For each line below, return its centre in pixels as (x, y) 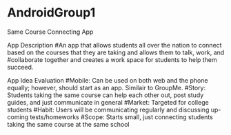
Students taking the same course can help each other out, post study (106, 95)
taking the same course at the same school (68, 124)
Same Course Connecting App (50, 32)
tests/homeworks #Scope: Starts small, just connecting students (122, 117)
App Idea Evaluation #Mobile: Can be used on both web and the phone (108, 80)
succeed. (20, 67)
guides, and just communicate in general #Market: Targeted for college (108, 102)
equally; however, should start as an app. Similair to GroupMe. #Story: (107, 87)
